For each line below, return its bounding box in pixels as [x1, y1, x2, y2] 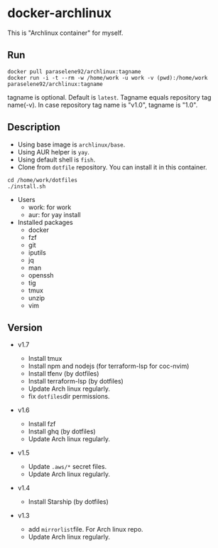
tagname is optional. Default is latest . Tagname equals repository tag [7, 93, 212, 101]
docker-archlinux [7, 5, 112, 21]
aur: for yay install [28, 210, 81, 218]
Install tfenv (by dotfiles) [28, 369, 99, 378]
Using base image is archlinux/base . [17, 140, 126, 149]
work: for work [28, 203, 72, 211]
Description [7, 121, 60, 133]
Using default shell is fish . [17, 155, 96, 164]
